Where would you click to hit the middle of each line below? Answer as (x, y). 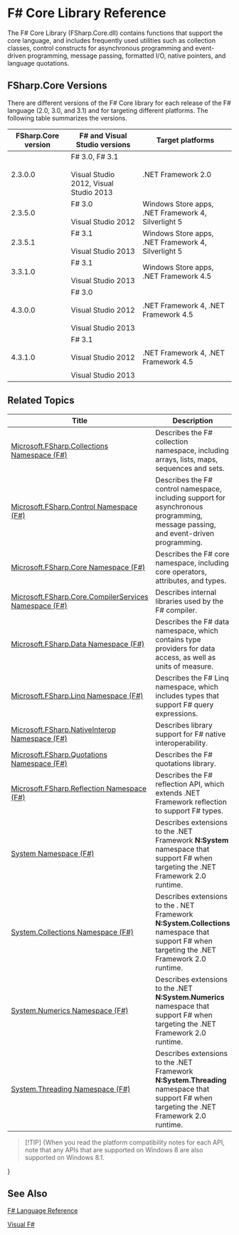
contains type (178, 639)
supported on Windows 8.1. (65, 1157)
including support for (190, 497)
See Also (27, 1193)
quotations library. (186, 763)
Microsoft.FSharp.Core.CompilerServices (80, 596)
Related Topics (41, 401)
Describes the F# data (192, 621)
